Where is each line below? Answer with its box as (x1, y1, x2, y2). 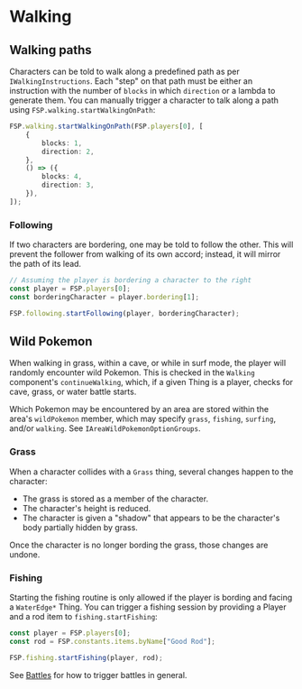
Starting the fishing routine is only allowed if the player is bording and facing (9, 592, 293, 602)
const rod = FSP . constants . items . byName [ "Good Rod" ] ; (9, 637, 216, 646)
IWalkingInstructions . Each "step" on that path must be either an (9, 76, 253, 87)
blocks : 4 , (41, 172, 83, 181)
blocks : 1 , (41, 138, 83, 148)
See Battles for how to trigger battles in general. (9, 669, 188, 680)
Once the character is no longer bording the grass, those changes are (9, 539, 269, 550)
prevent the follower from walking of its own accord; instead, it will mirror (9, 249, 281, 260)
